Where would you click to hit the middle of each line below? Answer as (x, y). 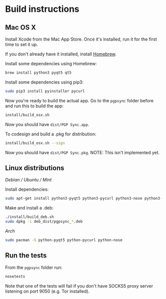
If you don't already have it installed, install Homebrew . (61, 54)
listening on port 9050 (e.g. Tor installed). (47, 291)
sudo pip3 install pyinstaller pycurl (45, 91)
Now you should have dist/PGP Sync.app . (47, 124)
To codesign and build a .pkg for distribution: (51, 134)
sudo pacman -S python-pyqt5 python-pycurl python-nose (64, 240)
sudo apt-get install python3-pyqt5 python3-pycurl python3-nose (74, 199)
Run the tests (26, 256)
